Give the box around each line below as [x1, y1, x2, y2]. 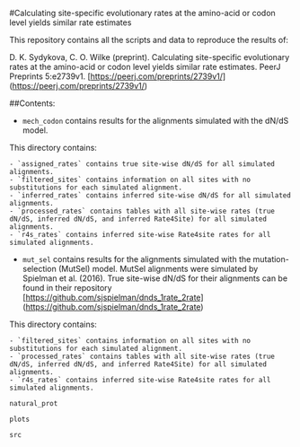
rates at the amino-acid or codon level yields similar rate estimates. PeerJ [9, 62, 281, 72]
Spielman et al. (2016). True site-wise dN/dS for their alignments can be [22, 273, 288, 284]
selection [22, 264, 57, 274]
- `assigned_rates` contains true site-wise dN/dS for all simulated [9, 160, 276, 169]
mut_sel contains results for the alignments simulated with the [22, 254, 251, 264]
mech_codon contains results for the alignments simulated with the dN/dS [22, 116, 289, 126]
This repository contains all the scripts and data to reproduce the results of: [9, 35, 289, 45]
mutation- [252, 254, 289, 264]
